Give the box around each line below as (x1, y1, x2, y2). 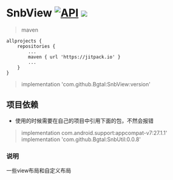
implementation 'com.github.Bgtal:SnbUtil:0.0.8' (21, 136, 141, 143)
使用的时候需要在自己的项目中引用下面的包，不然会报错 (15, 117, 154, 124)
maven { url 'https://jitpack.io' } (28, 54, 121, 60)
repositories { (17, 43, 56, 49)
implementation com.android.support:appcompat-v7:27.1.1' (21, 129, 168, 136)
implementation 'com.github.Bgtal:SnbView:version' (21, 80, 151, 88)
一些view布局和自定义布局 (6, 167, 72, 175)
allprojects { (6, 38, 42, 44)
